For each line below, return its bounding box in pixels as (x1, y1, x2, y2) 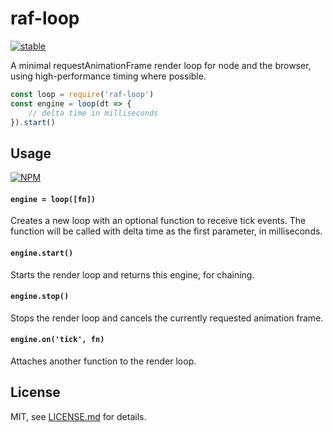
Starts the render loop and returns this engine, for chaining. (10, 268, 255, 281)
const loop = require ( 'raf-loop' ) (10, 89, 155, 99)
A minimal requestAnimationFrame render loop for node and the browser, (10, 59, 312, 71)
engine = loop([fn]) (10, 194, 97, 204)
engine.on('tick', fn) (10, 335, 105, 345)
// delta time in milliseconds (28, 108, 159, 118)
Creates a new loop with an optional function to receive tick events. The (10, 215, 307, 227)
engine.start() (10, 248, 74, 259)
